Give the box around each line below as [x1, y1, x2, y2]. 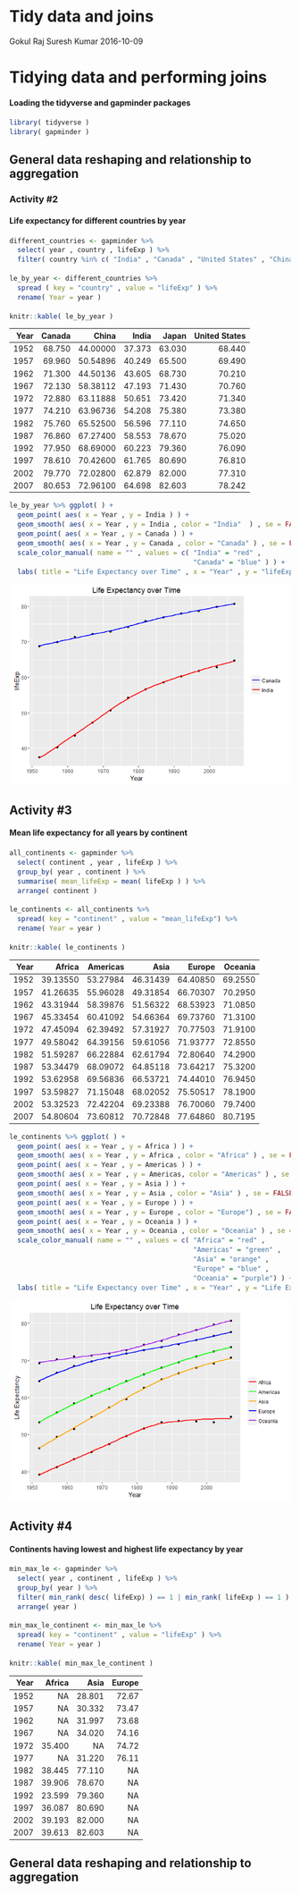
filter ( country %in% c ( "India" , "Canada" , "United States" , [17, 255, 266, 265]
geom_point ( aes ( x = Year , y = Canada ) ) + [17, 529, 194, 538]
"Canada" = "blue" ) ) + [193, 557, 286, 567]
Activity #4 [9, 1518, 73, 1534]
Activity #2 [9, 193, 59, 206]
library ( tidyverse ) [9, 118, 90, 127]
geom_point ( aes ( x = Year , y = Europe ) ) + [17, 1198, 194, 1207]
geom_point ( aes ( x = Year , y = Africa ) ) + [17, 1142, 194, 1151]
